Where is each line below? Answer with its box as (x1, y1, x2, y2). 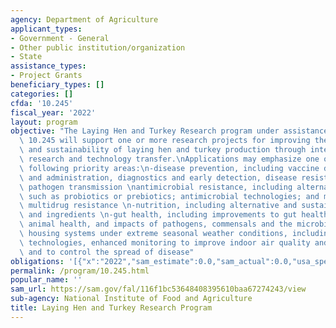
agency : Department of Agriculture (10, 14, 159, 25)
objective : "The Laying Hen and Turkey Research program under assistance (10, 126, 329, 136)
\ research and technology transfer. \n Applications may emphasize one (19, 154, 320, 164)
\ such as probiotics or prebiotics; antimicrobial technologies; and (19, 191, 320, 201)
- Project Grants (10, 71, 83, 81)
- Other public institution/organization (10, 42, 186, 53)
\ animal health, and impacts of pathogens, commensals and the (19, 219, 293, 230)
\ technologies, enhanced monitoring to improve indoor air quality (19, 237, 311, 248)
